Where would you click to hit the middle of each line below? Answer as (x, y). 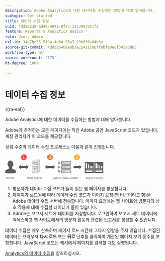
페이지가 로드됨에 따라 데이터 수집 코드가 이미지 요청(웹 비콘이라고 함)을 (82, 195)
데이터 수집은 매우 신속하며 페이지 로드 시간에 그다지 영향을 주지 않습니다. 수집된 (83, 230)
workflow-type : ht (24, 52)
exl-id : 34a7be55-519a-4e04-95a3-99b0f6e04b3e (54, 42)
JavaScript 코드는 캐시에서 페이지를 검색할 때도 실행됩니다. (81, 243)
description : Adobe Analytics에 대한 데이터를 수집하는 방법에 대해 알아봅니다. (80, 10)
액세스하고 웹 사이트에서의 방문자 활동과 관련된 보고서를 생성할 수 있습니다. (85, 220)
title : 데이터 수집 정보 (27, 21)
